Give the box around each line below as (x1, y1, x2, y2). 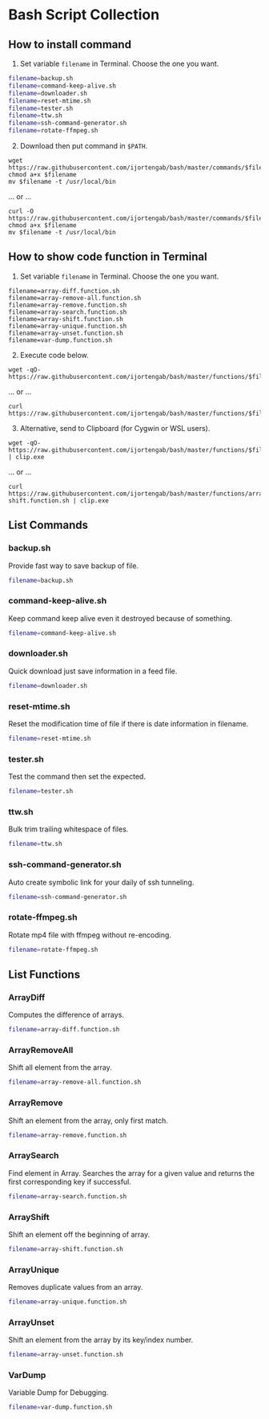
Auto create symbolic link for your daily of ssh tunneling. (8, 877, 195, 887)
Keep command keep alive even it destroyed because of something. (8, 613, 233, 623)
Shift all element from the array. (8, 1063, 112, 1072)
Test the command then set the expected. (8, 772, 147, 782)
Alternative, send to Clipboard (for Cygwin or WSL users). (19, 423, 211, 433)
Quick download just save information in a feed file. (8, 666, 178, 676)
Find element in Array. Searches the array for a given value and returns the (8, 1168, 255, 1177)
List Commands (8, 518, 88, 532)
